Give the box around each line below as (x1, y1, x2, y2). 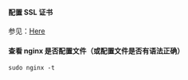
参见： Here (8, 26, 45, 36)
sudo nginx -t (8, 64, 56, 72)
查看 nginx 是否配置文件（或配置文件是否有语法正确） (8, 46, 185, 55)
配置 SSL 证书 (8, 7, 53, 17)
